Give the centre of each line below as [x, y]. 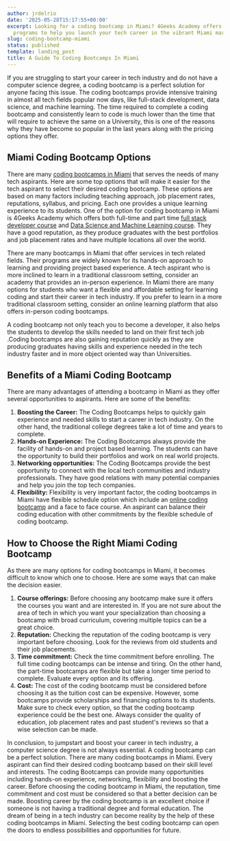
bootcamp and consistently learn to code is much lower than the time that [111, 114]
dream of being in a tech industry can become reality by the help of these [111, 816]
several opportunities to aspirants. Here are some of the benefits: [99, 399]
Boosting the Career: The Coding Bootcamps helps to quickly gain [111, 412]
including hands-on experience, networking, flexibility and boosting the [108, 779]
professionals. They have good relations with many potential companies [118, 478]
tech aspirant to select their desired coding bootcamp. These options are [110, 189]
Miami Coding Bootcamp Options [79, 157]
